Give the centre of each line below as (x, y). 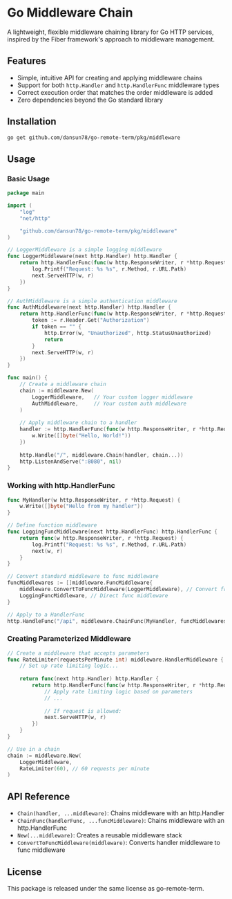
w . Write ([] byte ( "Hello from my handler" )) (81, 507)
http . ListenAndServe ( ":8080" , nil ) (71, 462)
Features (27, 61)
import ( (20, 206)
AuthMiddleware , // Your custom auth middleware (109, 403)
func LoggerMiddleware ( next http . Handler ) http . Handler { (92, 256)
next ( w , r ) (48, 551)
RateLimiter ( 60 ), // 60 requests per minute (85, 769)
